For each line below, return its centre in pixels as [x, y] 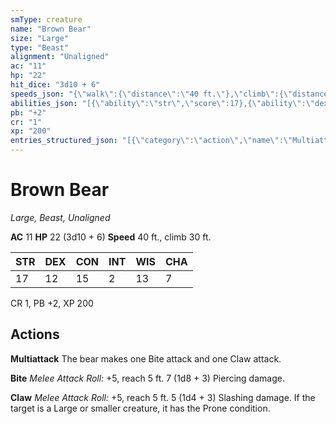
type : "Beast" [40, 47]
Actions [35, 334]
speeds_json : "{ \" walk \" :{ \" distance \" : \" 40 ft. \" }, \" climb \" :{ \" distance [169, 94]
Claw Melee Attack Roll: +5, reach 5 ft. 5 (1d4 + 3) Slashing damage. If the [163, 397]
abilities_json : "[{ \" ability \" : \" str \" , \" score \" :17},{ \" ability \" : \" [163, 103]
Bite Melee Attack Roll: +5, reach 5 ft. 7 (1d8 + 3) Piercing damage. [147, 378]
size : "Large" [40, 38]
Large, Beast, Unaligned [60, 217]
